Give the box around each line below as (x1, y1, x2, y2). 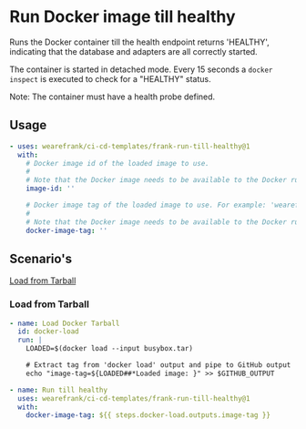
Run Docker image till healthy (9, 6, 236, 27)
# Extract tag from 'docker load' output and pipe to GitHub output (25, 361, 291, 370)
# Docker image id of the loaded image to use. (25, 158, 209, 168)
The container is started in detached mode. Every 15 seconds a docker (9, 64, 273, 75)
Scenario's (9, 250, 73, 266)
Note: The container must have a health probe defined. (9, 91, 216, 102)
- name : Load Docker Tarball (9, 319, 120, 328)
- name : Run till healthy (9, 385, 107, 394)
